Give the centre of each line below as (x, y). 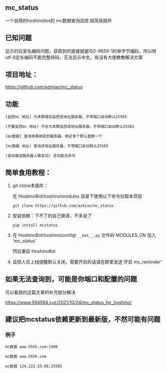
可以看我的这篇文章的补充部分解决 (40, 292)
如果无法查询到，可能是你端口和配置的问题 (71, 279)
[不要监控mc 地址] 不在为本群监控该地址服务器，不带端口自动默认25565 (70, 127)
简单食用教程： (28, 172)
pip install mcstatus (35, 225)
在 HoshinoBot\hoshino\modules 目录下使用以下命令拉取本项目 (77, 196)
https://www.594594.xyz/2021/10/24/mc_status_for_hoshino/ (68, 302)
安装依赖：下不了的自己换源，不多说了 (52, 216)
